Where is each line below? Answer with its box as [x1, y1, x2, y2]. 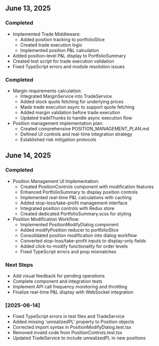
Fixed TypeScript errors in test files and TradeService [12, 313, 125, 320]
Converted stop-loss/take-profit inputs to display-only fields [20, 237, 146, 244]
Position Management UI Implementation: [12, 178, 100, 184]
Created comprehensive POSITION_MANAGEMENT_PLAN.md [20, 125, 149, 131]
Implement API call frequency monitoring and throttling [12, 283, 128, 289]
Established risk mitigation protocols [20, 136, 97, 142]
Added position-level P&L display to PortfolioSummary [12, 52, 126, 59]
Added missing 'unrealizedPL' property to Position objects [12, 318, 135, 325]
